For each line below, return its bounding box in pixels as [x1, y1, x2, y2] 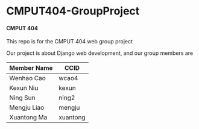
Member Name [9, 64, 53, 72]
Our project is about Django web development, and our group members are [6, 49, 194, 57]
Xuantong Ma [9, 113, 48, 122]
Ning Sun [9, 93, 36, 102]
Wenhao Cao [9, 74, 46, 83]
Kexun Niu [9, 84, 39, 92]
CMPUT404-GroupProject [6, 4, 140, 18]
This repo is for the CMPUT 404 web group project [6, 38, 133, 45]
